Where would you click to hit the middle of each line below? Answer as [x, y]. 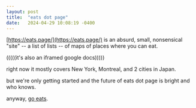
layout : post [22, 12]
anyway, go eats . [27, 98]
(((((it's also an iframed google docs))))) [55, 58]
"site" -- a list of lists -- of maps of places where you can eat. [82, 46]
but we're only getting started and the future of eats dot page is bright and [98, 81]
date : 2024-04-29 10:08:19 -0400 [51, 23]
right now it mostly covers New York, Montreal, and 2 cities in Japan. [91, 69]
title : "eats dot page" [37, 17]
